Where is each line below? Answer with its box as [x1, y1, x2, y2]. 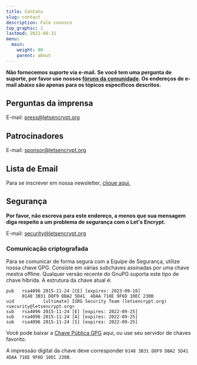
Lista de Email [6, 163, 58, 174]
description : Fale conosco [6, 19, 72, 25]
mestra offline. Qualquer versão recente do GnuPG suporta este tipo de [6, 271, 179, 278]
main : [11, 42, 25, 48]
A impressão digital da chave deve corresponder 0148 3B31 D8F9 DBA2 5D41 [6, 347, 189, 354]
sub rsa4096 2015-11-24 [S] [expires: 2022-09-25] [6, 319, 138, 325]
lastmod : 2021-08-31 [6, 31, 57, 37]
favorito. [6, 336, 26, 343]
